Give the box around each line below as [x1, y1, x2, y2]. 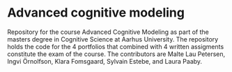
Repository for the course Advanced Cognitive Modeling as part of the [7, 28, 209, 36]
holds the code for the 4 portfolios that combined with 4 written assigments [7, 42, 224, 51]
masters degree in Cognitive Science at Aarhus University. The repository [7, 35, 219, 43]
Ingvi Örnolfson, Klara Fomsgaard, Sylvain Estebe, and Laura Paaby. [7, 57, 203, 65]
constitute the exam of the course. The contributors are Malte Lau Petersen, [7, 50, 226, 58]
